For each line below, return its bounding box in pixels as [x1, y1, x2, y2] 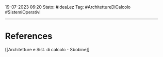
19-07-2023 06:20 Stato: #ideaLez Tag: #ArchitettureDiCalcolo [5, 4, 131, 10]
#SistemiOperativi [5, 9, 41, 15]
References [5, 31, 52, 42]
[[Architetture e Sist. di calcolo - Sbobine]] [5, 46, 90, 52]
